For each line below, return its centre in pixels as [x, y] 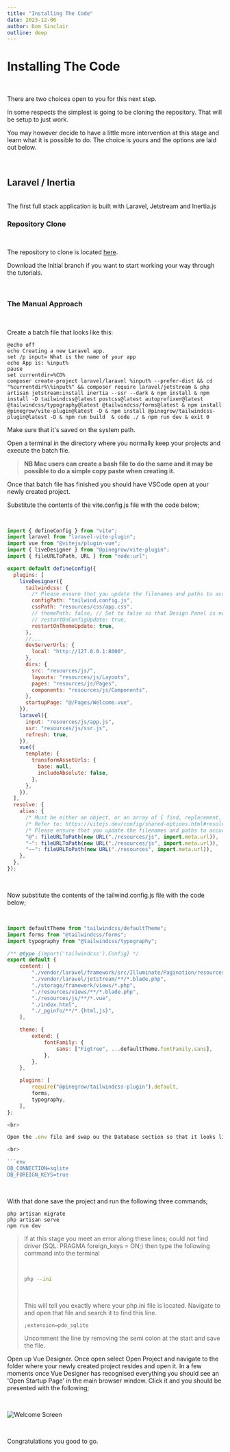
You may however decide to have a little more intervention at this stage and [113, 133]
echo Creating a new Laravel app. [56, 351]
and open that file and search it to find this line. [90, 1313]
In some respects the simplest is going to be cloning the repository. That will [115, 112]
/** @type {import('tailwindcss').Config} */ [73, 953]
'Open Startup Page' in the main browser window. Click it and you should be [114, 1381]
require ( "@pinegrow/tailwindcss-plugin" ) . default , [105, 1087]
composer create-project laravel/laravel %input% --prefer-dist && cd [110, 381]
